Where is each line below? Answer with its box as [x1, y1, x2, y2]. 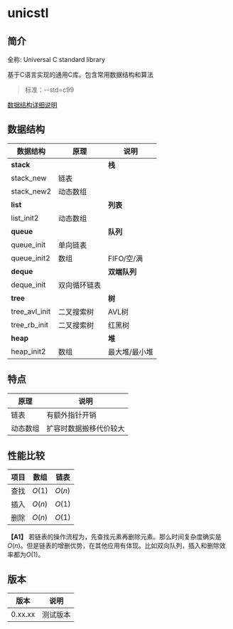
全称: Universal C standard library [7, 55, 105, 63]
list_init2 [11, 213, 39, 223]
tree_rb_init [11, 319, 48, 329]
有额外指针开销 [46, 410, 97, 420]
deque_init [11, 280, 46, 290]
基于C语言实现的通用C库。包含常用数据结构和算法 [7, 70, 154, 79]
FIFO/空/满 [107, 253, 143, 263]
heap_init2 [11, 347, 46, 356]
